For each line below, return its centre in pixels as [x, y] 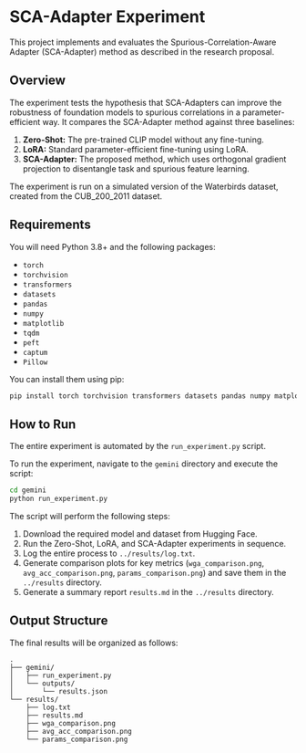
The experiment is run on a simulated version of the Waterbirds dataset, [144, 186]
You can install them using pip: [67, 379]
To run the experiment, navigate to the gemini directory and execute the [144, 464]
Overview [38, 81]
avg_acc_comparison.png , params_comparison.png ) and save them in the [154, 573]
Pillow [35, 362]
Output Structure [59, 621]
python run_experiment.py [58, 499]
